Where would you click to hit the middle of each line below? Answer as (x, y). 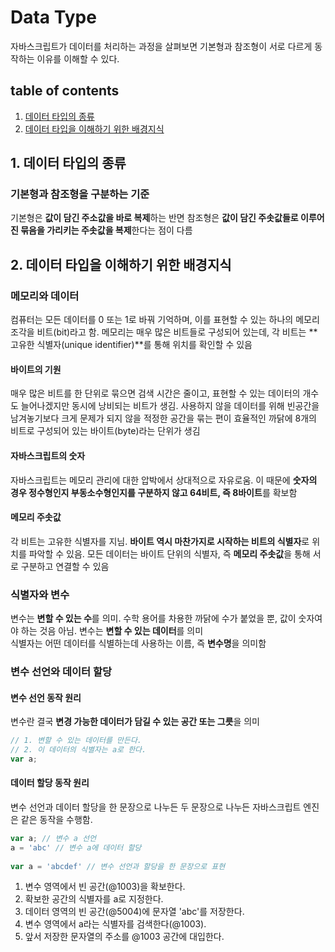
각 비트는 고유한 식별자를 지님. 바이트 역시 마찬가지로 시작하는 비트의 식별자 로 (160, 541)
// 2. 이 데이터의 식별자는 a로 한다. (78, 750)
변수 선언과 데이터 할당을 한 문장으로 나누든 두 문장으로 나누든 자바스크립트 (156, 807)
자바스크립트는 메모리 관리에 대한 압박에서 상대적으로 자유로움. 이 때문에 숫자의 (164, 480)
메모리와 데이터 (45, 296)
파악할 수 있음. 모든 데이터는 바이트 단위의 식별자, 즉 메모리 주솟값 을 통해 (169, 553)
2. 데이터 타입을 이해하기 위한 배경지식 (121, 264)
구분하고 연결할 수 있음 (65, 566)
